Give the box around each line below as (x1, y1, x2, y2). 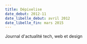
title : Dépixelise (5, 7, 42, 12)
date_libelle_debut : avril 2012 (5, 16, 70, 21)
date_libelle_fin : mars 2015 (5, 20, 64, 25)
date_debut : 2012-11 (5, 11, 47, 16)
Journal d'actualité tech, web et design (5, 33, 83, 39)
